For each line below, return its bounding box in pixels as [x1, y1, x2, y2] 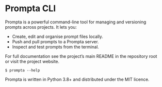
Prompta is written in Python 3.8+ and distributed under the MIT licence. [5, 76, 149, 82]
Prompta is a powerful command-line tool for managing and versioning [5, 19, 146, 25]
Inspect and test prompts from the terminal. [12, 44, 99, 50]
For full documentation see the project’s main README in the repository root [5, 53, 158, 59]
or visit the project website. [5, 58, 60, 64]
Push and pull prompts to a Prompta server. [12, 38, 99, 44]
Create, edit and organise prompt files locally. [12, 34, 103, 39]
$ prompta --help [5, 68, 40, 73]
